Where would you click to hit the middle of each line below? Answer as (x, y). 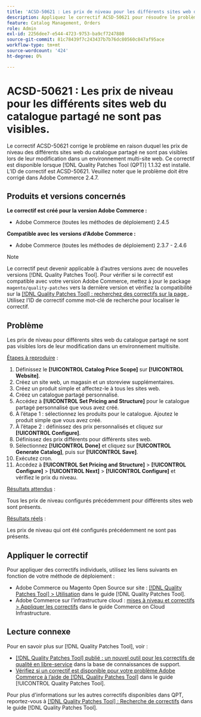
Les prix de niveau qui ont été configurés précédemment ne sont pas (92, 530)
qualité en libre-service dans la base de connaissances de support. (98, 664)
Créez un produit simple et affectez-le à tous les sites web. (88, 389)
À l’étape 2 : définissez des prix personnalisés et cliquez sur (89, 427)
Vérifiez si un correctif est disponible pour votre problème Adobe (95, 670)
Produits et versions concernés (66, 196)
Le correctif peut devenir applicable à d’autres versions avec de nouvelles (98, 269)
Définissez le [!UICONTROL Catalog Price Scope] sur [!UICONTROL (99, 370)
